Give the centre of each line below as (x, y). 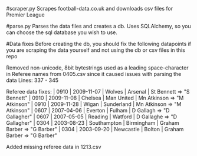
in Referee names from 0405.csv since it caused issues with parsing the (94, 74)
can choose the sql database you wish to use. (62, 32)
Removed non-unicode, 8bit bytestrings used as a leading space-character (97, 68)
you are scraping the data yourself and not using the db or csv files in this (96, 50)
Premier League (26, 15)
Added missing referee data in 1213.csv (54, 147)
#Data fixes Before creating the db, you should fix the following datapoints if (99, 44)
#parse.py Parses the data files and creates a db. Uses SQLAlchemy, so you (98, 26)
